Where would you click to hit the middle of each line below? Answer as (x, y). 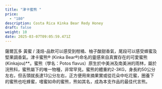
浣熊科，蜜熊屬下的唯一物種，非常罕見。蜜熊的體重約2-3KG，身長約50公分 (80, 69)
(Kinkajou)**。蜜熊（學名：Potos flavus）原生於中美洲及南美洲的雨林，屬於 (81, 63)
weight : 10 (16, 32)
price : (12, 14)
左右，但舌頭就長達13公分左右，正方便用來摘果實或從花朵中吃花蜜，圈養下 (80, 75)
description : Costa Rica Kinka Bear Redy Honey (54, 23)
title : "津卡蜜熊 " (23, 9)
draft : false (18, 28)
